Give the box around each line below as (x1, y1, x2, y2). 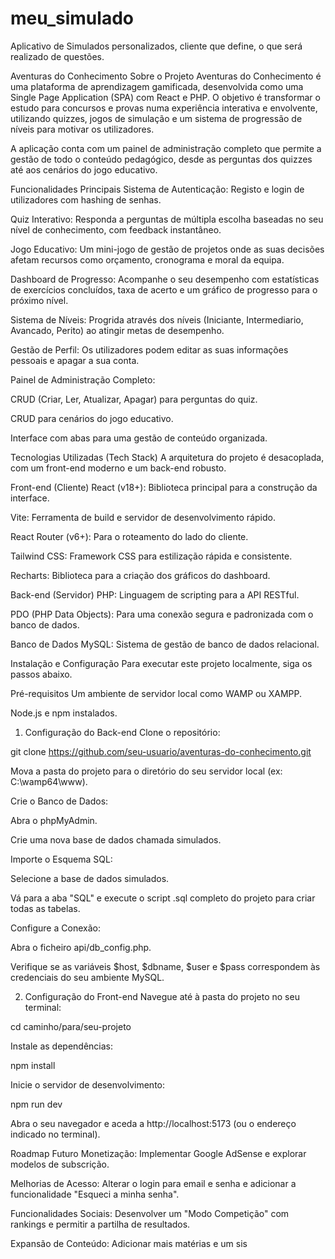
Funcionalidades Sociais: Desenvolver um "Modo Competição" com (10, 1207, 290, 1219)
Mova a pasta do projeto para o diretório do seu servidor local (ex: (10, 765, 283, 777)
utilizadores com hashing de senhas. (10, 193, 162, 206)
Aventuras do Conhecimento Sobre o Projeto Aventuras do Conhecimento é (10, 70, 322, 82)
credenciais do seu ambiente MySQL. (10, 971, 165, 983)
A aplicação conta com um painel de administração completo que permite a (10, 142, 322, 154)
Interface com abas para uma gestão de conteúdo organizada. (10, 432, 268, 444)
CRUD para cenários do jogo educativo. (10, 412, 174, 424)
